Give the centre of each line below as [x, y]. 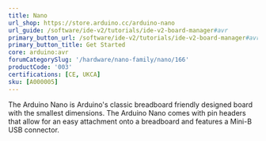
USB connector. [34, 130]
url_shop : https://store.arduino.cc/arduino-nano [92, 23]
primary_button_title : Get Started [67, 45]
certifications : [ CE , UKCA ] [55, 74]
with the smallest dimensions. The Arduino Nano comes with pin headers [127, 112]
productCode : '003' [40, 67]
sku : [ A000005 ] [33, 82]
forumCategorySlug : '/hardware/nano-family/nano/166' [99, 60]
